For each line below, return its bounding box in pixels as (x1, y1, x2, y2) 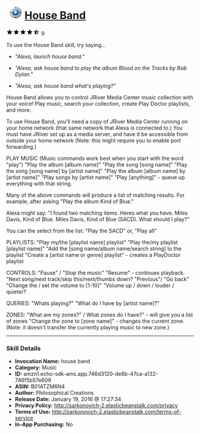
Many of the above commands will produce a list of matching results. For (6, 191, 185, 199)
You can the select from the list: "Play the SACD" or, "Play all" (6, 227, 157, 234)
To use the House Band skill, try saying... (6, 41, 106, 48)
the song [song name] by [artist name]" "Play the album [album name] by (6, 167, 186, 174)
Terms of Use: (14, 408, 51, 416)
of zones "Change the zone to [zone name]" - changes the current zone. (6, 317, 185, 325)
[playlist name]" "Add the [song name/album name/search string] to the (6, 245, 182, 252)
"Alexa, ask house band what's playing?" (14, 82, 116, 89)
